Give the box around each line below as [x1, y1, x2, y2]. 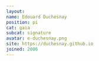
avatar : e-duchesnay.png [6, 35, 67, 41]
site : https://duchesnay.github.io [6, 41, 94, 47]
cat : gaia [6, 24, 31, 31]
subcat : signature [6, 30, 51, 36]
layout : [6, 8, 25, 15]
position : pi [6, 19, 38, 25]
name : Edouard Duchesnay [6, 14, 67, 20]
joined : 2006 [6, 46, 38, 52]
